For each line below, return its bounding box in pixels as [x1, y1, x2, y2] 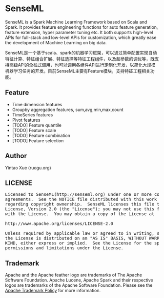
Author [5, 152, 27, 160]
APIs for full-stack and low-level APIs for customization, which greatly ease [5, 35, 157, 40]
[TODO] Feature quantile [12, 122, 62, 128]
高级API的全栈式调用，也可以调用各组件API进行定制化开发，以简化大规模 [9, 62, 156, 68]
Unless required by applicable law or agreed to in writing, [5, 231, 155, 236]
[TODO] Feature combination [12, 132, 71, 138]
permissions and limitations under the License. [5, 245, 123, 251]
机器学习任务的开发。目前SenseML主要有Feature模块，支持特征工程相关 [5, 68, 150, 74]
